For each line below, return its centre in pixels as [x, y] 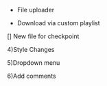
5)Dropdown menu [34, 63]
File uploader [36, 10]
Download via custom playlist [59, 23]
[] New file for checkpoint [43, 36]
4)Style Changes [31, 49]
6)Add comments [32, 76]
